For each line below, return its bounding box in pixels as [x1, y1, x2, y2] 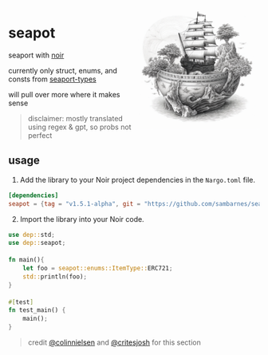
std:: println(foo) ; [22, 272, 88, 281]
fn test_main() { [8, 306, 66, 314]
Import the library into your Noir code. [19, 214, 145, 223]
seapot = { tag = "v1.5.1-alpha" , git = [8, 199, 141, 207]
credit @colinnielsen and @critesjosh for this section [27, 337, 201, 347]
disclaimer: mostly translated [27, 113, 124, 123]
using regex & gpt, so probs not [27, 122, 132, 132]
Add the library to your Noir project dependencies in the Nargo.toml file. [19, 175, 256, 184]
